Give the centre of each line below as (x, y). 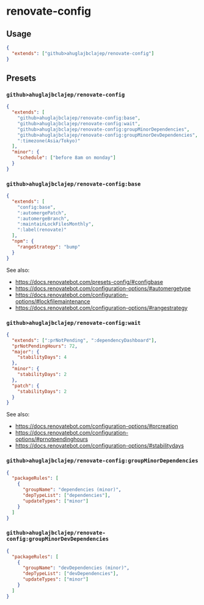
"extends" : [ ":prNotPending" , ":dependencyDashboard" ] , (84, 340)
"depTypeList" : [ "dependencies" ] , (67, 496)
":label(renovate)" (42, 230)
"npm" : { (23, 241)
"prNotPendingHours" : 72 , (45, 346)
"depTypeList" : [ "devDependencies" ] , (71, 574)
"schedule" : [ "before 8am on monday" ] (67, 158)
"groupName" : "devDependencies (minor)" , (76, 568)
